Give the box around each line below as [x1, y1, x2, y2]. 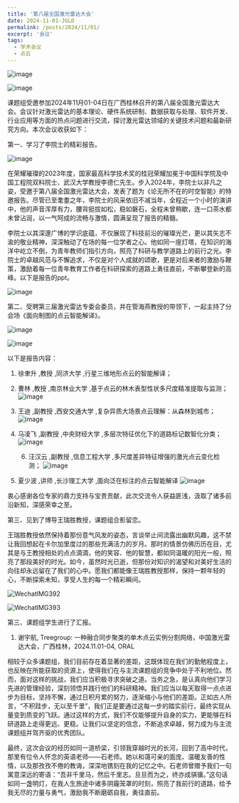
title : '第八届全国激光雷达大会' [7, 10, 95, 18]
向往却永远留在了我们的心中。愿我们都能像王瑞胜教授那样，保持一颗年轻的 [7, 566, 225, 574]
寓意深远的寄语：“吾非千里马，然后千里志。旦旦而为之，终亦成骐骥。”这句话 [7, 770, 228, 779]
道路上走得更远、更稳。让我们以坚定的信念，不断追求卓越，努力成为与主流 [13, 719, 232, 727]
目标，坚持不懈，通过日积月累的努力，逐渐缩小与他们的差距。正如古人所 [19, 693, 232, 701]
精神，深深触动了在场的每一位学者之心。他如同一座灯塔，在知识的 [31, 237, 225, 246]
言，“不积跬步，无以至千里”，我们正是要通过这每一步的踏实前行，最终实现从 [7, 701, 231, 710]
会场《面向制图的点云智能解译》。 [7, 311, 105, 319]
